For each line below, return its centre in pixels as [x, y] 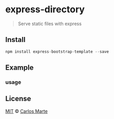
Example [20, 68]
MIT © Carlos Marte [26, 111]
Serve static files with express [50, 24]
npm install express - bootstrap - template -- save [57, 52]
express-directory [45, 9]
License [18, 99]
